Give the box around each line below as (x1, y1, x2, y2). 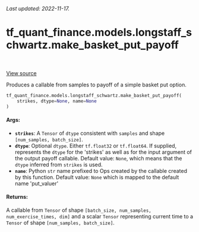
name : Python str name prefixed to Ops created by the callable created (14, 167, 187, 174)
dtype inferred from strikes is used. (14, 161, 103, 168)
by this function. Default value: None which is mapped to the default (14, 173, 179, 181)
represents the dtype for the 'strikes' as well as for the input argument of (14, 148, 192, 156)
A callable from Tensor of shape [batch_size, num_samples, (6, 207, 151, 214)
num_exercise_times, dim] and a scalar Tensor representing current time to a (6, 212, 194, 220)
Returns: (6, 194, 29, 201)
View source (6, 69, 37, 76)
